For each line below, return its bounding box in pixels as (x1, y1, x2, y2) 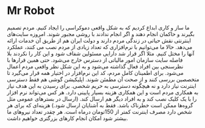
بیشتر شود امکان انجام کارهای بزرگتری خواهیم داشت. (7, 114, 129, 122)
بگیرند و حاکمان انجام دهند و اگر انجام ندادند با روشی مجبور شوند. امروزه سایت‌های (7, 30, 195, 37)
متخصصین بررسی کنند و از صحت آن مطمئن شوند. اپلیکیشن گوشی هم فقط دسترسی (7, 76, 200, 83)
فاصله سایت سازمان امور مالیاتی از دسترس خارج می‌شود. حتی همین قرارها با (7, 56, 183, 63)
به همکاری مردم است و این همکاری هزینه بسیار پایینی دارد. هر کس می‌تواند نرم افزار (7, 88, 199, 96)
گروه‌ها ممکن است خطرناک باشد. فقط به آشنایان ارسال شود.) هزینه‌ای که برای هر (7, 101, 194, 108)
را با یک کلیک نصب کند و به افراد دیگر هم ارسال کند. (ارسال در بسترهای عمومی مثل (7, 95, 197, 102)
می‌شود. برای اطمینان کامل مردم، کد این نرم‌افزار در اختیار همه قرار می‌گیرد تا (7, 69, 184, 76)
